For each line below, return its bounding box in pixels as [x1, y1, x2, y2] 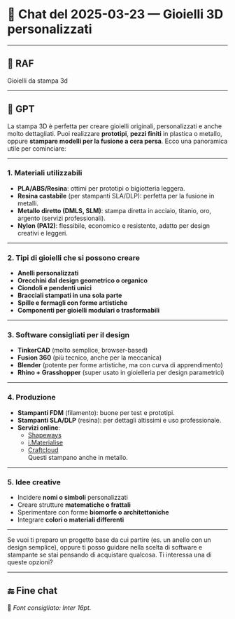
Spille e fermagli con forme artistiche [17, 299, 128, 307]
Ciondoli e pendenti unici [17, 284, 92, 292]
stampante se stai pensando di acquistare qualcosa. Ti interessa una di [7, 550, 212, 559]
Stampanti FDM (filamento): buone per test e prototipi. [17, 408, 175, 416]
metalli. [17, 199, 38, 208]
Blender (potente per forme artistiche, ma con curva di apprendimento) [17, 361, 224, 369]
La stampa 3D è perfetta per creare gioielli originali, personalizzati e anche [7, 122, 222, 130]
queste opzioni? [7, 558, 54, 566]
